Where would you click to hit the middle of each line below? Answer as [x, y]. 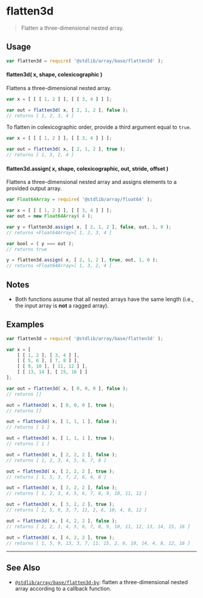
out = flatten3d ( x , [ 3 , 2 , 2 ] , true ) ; [60, 504]
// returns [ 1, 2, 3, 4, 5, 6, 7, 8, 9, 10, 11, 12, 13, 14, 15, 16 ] [98, 527]
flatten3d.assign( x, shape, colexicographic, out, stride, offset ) [87, 168]
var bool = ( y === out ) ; [40, 243]
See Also [23, 567]
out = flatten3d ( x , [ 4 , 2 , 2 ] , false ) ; [62, 521]
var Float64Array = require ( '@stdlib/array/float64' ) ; [79, 200]
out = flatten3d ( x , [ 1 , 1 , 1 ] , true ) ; [60, 438]
